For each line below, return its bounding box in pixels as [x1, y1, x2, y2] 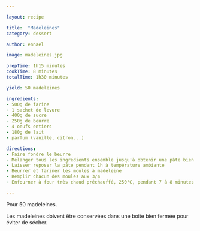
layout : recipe [6, 14, 44, 20]
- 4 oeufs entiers [6, 124, 52, 130]
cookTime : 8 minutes [6, 68, 58, 75]
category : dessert [6, 31, 52, 37]
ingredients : [6, 95, 39, 102]
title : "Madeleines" [6, 25, 60, 31]
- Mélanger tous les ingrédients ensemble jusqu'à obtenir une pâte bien [6, 157, 195, 163]
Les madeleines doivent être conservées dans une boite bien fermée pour [6, 212, 189, 220]
